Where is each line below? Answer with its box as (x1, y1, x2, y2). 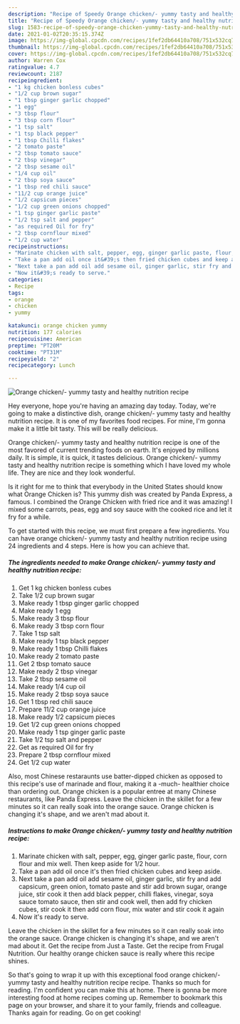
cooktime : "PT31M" (8, 348, 63, 356)
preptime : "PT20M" (8, 342, 63, 349)
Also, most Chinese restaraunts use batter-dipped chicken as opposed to (8, 772, 223, 780)
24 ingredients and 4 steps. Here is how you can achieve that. (8, 542, 190, 551)
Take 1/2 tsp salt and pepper (18, 736, 103, 744)
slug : (8, 24, 24, 31)
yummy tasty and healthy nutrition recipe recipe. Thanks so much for (8, 978, 211, 987)
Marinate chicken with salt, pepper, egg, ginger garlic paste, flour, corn (18, 852, 227, 860)
